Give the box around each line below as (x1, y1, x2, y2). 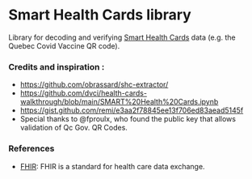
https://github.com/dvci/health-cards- (19, 88, 148, 98)
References (8, 143, 55, 155)
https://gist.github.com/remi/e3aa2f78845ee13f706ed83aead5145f (19, 105, 244, 115)
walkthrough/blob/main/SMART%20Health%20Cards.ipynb (19, 97, 219, 107)
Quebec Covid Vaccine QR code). (8, 40, 120, 50)
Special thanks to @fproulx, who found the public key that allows (19, 114, 237, 124)
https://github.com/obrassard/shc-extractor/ (19, 79, 169, 90)
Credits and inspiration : (8, 61, 105, 72)
